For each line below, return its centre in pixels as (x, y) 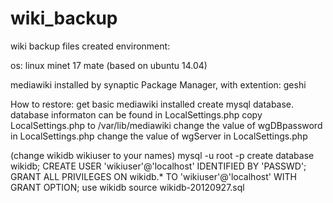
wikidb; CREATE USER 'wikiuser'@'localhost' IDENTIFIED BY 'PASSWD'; (158, 166)
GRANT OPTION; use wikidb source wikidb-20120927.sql (127, 187)
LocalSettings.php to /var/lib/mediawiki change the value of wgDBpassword (166, 125)
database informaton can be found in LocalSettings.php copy (136, 114)
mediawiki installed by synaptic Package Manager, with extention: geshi (158, 84)
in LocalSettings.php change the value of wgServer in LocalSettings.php (159, 136)
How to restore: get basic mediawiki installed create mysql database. (152, 104)
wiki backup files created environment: (90, 46)
